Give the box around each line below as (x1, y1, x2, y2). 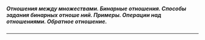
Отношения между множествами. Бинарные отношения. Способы (6, 5, 187, 12)
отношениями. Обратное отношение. (6, 18, 107, 25)
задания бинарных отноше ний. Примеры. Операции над (6, 11, 162, 18)
